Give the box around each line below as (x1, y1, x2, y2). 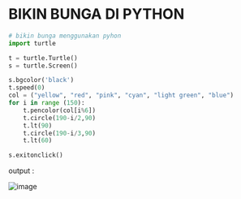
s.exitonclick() (8, 151, 63, 159)
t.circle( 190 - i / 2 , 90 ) (23, 114, 96, 122)
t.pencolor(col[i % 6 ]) (23, 106, 96, 115)
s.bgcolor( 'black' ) (8, 76, 75, 84)
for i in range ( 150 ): (8, 99, 85, 107)
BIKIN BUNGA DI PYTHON (8, 5, 185, 24)
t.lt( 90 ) (23, 121, 53, 130)
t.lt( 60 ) (23, 136, 53, 145)
